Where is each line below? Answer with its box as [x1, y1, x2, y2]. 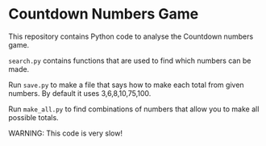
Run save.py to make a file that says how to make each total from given [8, 80, 244, 90]
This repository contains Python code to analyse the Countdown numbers [8, 31, 254, 41]
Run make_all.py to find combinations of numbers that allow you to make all [8, 104, 260, 114]
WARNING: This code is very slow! [8, 128, 123, 138]
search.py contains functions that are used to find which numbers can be [8, 56, 251, 65]
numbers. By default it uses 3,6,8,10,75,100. [8, 88, 152, 98]
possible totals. [8, 112, 59, 122]
